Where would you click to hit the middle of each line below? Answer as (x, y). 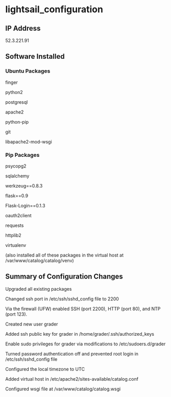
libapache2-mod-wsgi (29, 142)
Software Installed (35, 56)
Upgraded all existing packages (39, 289)
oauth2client (18, 215)
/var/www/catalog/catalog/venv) (40, 260)
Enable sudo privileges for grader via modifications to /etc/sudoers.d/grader (86, 344)
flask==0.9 (17, 196)
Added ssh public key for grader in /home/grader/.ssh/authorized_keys (80, 334)
